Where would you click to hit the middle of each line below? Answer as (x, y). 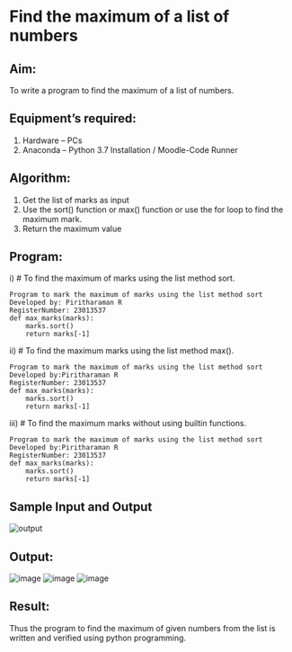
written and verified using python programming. (98, 638)
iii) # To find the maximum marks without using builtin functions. (128, 424)
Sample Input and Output (81, 507)
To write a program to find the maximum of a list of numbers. (122, 90)
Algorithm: (40, 179)
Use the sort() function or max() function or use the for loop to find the (153, 210)
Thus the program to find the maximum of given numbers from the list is (142, 628)
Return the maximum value (72, 228)
